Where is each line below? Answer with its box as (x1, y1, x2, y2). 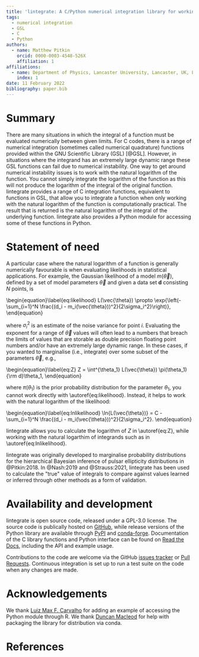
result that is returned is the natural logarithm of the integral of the (6, 207, 168, 214)
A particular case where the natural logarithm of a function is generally (6, 259, 179, 267)
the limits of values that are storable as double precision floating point (6, 336, 176, 343)
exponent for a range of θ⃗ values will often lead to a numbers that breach (6, 329, 188, 337)
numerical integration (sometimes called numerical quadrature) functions (6, 144, 185, 151)
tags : (6, 14, 20, 20)
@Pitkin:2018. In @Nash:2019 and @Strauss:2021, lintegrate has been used (6, 464, 190, 471)
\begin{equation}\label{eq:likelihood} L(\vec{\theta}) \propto (6, 296, 153, 303)
